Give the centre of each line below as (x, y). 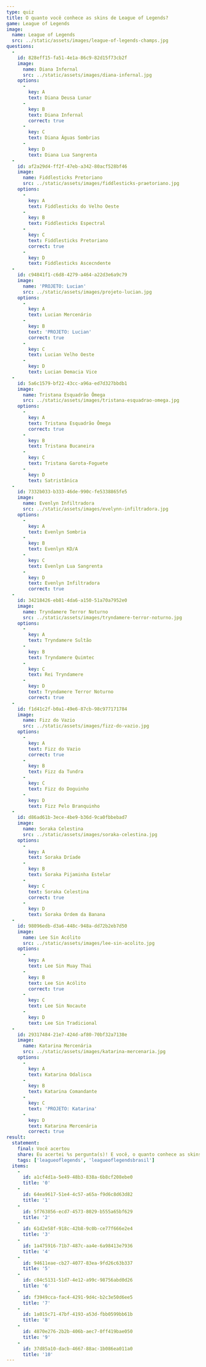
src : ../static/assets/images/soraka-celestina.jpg (90, 834)
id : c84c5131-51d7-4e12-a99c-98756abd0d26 (78, 1280)
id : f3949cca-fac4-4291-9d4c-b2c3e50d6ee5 (78, 1297)
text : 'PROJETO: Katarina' (63, 1109)
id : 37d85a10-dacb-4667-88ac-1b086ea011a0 (78, 1349)
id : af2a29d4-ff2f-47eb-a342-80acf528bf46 (72, 166)
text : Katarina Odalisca (60, 1075)
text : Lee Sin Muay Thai (60, 966)
